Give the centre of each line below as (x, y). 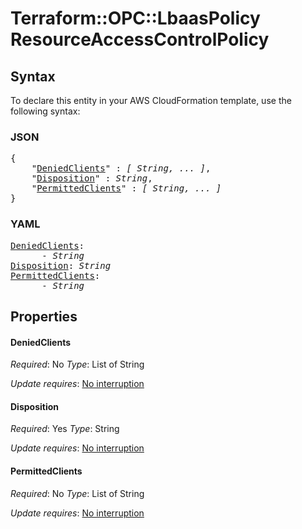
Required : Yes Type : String (65, 429)
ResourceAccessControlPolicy (140, 39)
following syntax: (45, 111)
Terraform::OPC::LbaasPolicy (135, 18)
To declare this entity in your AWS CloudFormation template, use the (151, 100)
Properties (44, 316)
